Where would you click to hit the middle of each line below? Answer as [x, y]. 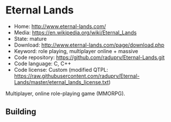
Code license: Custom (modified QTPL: [61, 69]
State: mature [30, 39]
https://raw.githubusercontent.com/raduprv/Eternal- [77, 76]
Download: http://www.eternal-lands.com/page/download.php [89, 45]
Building [21, 112]
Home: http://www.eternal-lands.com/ [60, 26]
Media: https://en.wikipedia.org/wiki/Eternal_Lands [75, 32]
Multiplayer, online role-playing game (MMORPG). [65, 93]
